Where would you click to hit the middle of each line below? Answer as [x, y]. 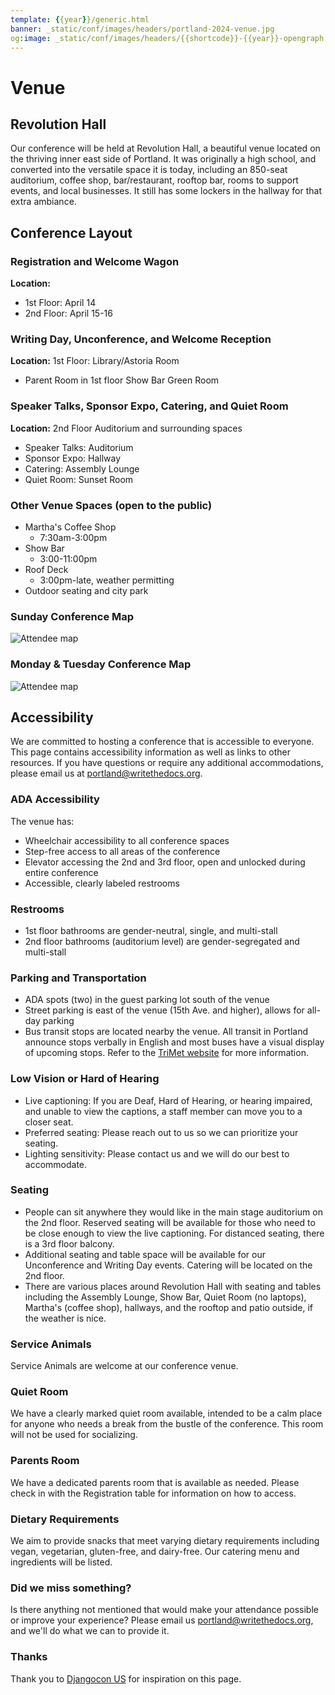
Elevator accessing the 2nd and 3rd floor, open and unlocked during [165, 862]
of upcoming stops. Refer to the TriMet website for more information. [166, 1053]
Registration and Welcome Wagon [95, 261]
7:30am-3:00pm [73, 537]
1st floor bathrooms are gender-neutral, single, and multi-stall [151, 930]
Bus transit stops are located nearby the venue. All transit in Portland [166, 1032]
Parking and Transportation [78, 978]
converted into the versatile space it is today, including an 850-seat [149, 170]
